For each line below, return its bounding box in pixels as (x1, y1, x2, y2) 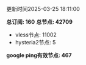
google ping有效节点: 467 (6, 52, 72, 59)
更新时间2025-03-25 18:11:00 (6, 5, 81, 12)
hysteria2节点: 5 (15, 39, 56, 46)
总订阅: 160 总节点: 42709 (6, 18, 73, 26)
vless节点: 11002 (15, 31, 57, 38)
